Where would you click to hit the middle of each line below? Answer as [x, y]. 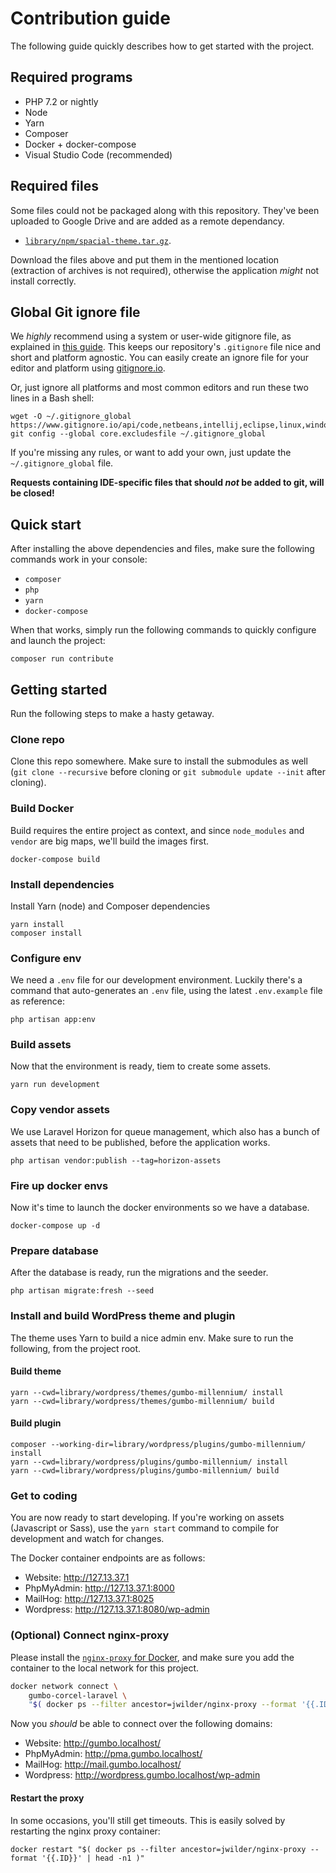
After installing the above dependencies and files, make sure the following [162, 549]
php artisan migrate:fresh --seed [82, 1291]
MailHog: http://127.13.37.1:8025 [89, 1599]
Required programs [71, 77]
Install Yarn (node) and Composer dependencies [110, 906]
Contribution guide [90, 18]
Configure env [46, 958]
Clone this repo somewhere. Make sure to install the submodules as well [159, 761]
